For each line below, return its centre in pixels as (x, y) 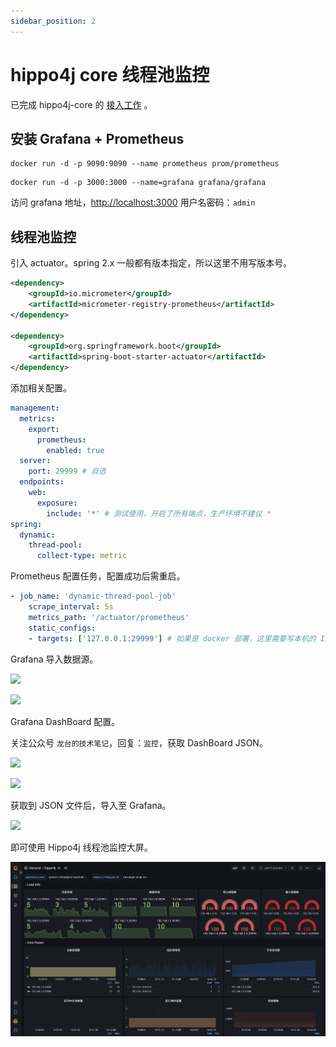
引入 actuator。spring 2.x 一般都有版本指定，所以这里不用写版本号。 (151, 263)
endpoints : (42, 482)
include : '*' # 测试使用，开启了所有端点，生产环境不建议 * (159, 513)
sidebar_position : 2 (53, 21)
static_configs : (62, 628)
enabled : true (75, 450)
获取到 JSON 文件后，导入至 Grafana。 (91, 805)
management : (35, 408)
